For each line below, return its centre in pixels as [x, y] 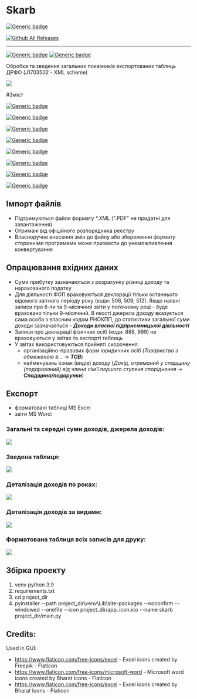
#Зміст [15, 94]
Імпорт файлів [34, 204]
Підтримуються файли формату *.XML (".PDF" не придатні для [92, 218]
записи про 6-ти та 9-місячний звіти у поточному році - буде [91, 307]
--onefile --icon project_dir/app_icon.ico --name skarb [107, 609]
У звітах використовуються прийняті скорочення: [77, 344]
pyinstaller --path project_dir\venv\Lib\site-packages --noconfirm [94, 603]
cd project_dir [31, 597]
